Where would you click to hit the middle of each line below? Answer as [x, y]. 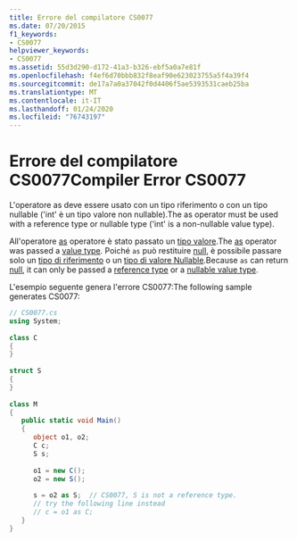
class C [24, 337]
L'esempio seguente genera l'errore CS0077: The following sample [131, 287]
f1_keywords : [33, 34]
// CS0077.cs [33, 313]
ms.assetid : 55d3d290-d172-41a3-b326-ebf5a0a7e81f [105, 68]
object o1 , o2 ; [61, 437]
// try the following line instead [99, 504]
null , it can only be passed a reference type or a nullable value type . [134, 270]
